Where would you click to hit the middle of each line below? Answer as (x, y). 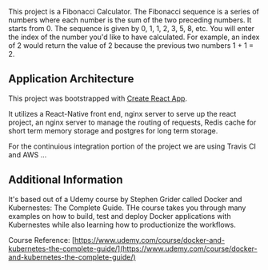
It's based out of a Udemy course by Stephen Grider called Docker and (125, 199)
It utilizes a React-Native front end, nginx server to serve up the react (122, 113)
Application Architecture (71, 79)
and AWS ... (28, 154)
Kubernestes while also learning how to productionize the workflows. (122, 224)
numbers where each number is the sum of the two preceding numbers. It (130, 20)
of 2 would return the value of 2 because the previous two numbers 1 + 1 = (131, 46)
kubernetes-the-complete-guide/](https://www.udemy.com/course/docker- (133, 248)
